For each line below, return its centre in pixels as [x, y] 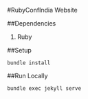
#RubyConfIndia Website [42, 10]
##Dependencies [32, 23]
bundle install [29, 63]
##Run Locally [27, 76]
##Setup [20, 50]
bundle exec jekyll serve [44, 89]
